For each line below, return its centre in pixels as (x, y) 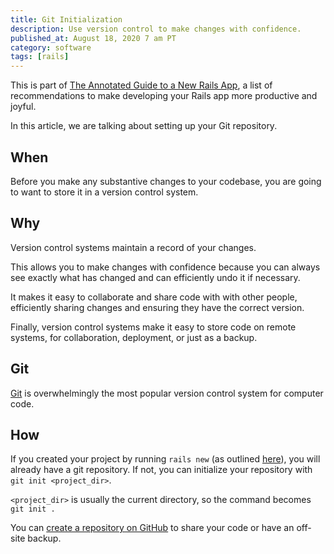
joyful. (23, 107)
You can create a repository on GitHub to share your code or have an (152, 528)
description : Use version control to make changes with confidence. (156, 29)
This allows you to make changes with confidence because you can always (165, 267)
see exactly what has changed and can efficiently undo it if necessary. (155, 277)
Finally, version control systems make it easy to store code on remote (153, 327)
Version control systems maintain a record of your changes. (133, 247)
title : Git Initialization (66, 19)
